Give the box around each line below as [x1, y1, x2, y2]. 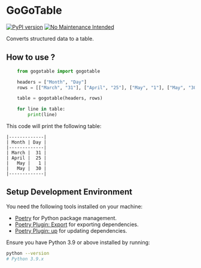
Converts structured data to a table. [6, 35, 94, 42]
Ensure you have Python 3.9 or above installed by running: [6, 239, 151, 246]
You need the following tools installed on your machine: [6, 203, 143, 210]
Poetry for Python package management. [14, 214, 117, 221]
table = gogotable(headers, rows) [17, 95, 103, 102]
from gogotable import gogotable [17, 68, 100, 74]
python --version [6, 250, 50, 256]
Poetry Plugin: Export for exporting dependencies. [14, 221, 139, 228]
